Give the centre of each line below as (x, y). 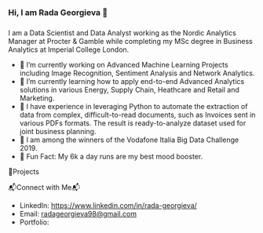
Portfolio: (34, 222)
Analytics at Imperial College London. (69, 49)
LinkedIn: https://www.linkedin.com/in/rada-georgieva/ (108, 205)
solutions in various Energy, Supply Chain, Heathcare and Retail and (129, 89)
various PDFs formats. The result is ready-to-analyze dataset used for (133, 123)
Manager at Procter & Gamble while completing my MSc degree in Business (130, 41)
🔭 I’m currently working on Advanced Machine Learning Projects (124, 64)
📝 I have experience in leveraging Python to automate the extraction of (133, 106)
